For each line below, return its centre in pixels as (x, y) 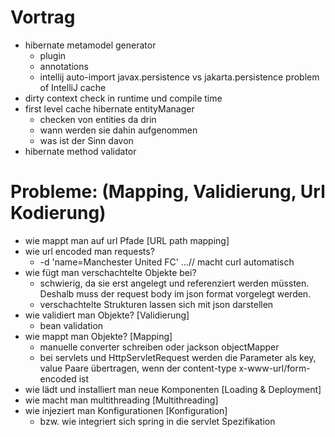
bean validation (71, 325)
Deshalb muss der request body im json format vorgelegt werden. (175, 293)
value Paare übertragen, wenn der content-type (138, 368)
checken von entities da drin (98, 119)
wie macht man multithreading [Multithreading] (121, 400)
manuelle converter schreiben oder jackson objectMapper (159, 347)
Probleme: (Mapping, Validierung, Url (168, 192)
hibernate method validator (80, 151)
